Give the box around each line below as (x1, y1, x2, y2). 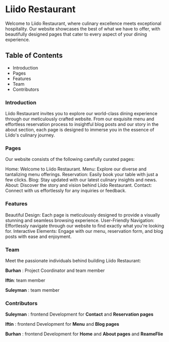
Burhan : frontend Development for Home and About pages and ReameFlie (5, 331, 163, 337)
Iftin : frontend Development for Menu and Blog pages (5, 321, 119, 327)
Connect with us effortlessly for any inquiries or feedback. (5, 188, 126, 194)
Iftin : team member (5, 277, 46, 283)
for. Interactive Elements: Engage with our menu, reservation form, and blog (5, 228, 163, 234)
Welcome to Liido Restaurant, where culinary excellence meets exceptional (5, 20, 162, 26)
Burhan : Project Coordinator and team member (5, 267, 105, 273)
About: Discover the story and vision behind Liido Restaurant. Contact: (5, 182, 152, 188)
